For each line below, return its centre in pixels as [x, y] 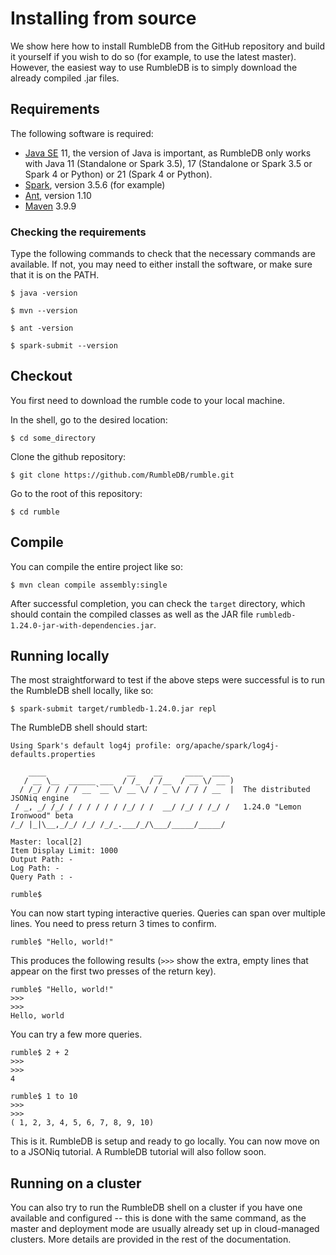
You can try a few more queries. [76, 1034]
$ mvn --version [44, 311]
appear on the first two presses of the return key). [113, 971]
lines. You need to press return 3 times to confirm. [113, 924]
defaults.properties [53, 755]
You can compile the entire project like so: [96, 566]
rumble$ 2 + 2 [40, 1053]
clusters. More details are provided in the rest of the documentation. [151, 1239]
